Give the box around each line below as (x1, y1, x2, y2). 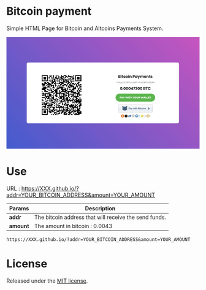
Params (9, 205, 29, 212)
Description (85, 205, 116, 212)
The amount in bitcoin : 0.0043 (34, 222, 113, 229)
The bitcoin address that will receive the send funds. (34, 213, 167, 221)
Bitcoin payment (6, 4, 92, 18)
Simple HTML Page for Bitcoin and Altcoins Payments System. (6, 25, 164, 32)
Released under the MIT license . (6, 277, 88, 284)
